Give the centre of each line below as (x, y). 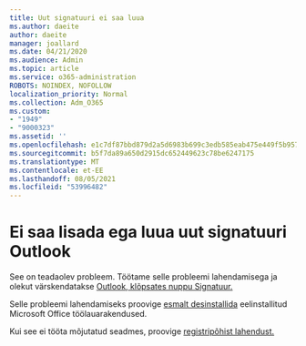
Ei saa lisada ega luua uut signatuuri (148, 232)
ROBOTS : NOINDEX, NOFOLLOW (61, 86)
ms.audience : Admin (46, 60)
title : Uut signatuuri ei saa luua (77, 18)
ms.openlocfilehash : (49, 145)
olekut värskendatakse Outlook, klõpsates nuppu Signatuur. (121, 287)
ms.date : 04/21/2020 (49, 52)
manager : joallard (44, 43)
